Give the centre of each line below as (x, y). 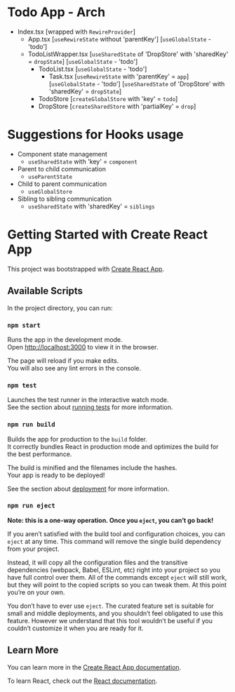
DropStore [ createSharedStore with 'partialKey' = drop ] (117, 106)
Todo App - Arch (56, 12)
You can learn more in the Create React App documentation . (94, 667)
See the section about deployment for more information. (88, 488)
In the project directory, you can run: (60, 308)
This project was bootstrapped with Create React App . (86, 269)
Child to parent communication (62, 184)
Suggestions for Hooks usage (95, 135)
